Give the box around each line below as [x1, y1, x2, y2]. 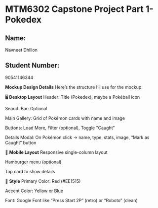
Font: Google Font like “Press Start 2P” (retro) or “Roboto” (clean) [5, 197, 138, 203]
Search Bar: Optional [5, 105, 47, 111]
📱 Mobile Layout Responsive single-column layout [5, 149, 108, 155]
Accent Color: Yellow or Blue [5, 188, 63, 194]
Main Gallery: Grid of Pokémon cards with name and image [5, 115, 125, 121]
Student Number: [5, 61, 60, 70]
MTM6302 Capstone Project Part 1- [5, 3, 154, 15]
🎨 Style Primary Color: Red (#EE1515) [5, 178, 81, 184]
